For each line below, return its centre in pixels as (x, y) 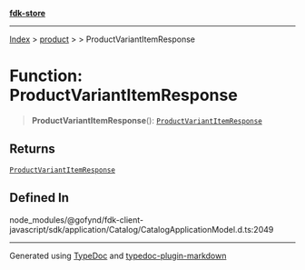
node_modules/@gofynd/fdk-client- (76, 220)
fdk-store (28, 13)
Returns (33, 149)
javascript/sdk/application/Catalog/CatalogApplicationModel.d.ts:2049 (142, 229)
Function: (46, 76)
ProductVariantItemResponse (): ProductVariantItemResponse (147, 120)
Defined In (39, 198)
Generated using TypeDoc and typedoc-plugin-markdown (118, 255)
